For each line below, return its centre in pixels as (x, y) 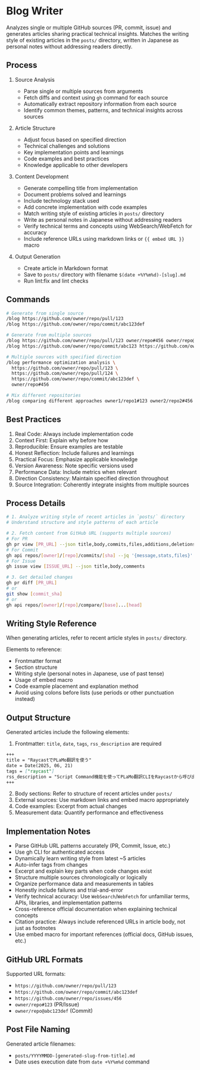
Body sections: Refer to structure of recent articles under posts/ (93, 793)
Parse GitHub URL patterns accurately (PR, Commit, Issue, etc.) (93, 846)
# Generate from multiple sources (49, 335)
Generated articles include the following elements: (68, 732)
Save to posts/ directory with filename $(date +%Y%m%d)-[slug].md (105, 274)
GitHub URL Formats (45, 959)
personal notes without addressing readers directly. (69, 46)
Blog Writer (35, 11)
